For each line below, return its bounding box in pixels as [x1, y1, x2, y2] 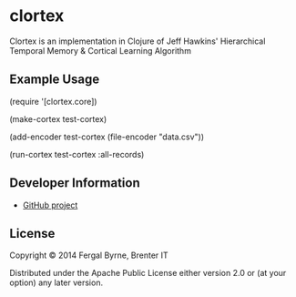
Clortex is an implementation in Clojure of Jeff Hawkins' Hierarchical [9, 36, 266, 46]
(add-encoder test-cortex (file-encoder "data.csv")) [9, 131, 205, 142]
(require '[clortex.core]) [9, 96, 97, 107]
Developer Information [9, 175, 141, 191]
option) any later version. [9, 277, 103, 288]
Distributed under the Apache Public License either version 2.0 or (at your [9, 268, 287, 279]
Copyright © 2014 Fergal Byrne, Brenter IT [9, 250, 168, 261]
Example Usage [9, 72, 100, 87]
